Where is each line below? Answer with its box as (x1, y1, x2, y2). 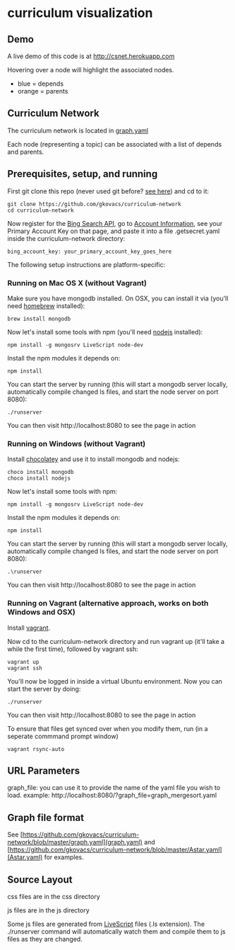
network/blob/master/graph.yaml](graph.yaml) (7, 838, 143, 847)
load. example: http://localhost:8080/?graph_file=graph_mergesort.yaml (7, 791, 217, 800)
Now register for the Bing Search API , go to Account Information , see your (7, 219, 223, 227)
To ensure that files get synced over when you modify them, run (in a (7, 724, 208, 733)
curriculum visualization (7, 5, 153, 21)
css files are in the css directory (7, 892, 100, 900)
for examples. (44, 853, 84, 861)
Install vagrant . (7, 623, 51, 632)
